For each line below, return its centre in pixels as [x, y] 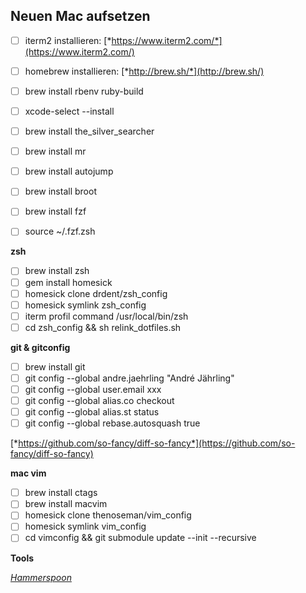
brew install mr [55, 151]
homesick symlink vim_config [85, 526]
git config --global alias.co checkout [99, 400]
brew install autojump [69, 171]
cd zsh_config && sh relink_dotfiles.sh [103, 327]
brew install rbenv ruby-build [84, 91]
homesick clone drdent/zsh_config [96, 293]
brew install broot [60, 191]
